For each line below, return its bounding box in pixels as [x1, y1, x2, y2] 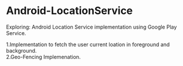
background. [6, 47, 37, 54]
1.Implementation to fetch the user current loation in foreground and [6, 41, 170, 48]
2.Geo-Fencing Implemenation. [6, 53, 81, 60]
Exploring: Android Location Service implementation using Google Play [6, 23, 177, 30]
